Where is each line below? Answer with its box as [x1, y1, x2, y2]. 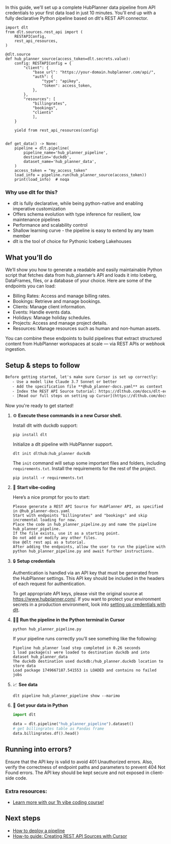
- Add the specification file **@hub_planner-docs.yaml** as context [12, 384, 163, 389]
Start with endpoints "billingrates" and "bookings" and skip [12, 513, 148, 518]
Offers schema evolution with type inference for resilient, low [12, 211, 141, 218]
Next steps [5, 814, 41, 823]
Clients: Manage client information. [12, 304, 87, 310]
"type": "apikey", [41, 79, 81, 84]
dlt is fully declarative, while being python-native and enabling [12, 200, 144, 206]
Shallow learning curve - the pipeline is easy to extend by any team [12, 227, 154, 234]
